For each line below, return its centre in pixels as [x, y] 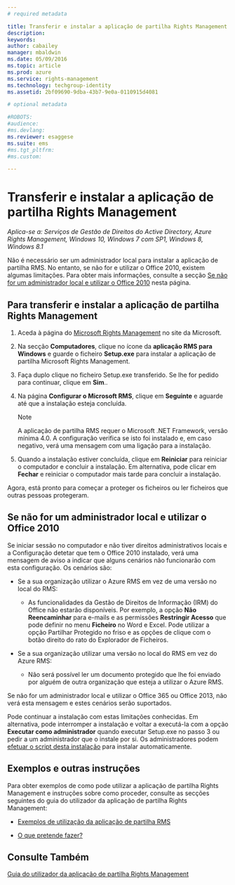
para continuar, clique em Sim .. [62, 382]
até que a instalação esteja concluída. [72, 403]
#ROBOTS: [20, 117]
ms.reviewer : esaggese [40, 137]
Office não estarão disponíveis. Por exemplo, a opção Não [112, 609]
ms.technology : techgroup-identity [59, 85]
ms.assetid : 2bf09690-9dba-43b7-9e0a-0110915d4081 [83, 92]
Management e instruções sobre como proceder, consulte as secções [108, 793]
